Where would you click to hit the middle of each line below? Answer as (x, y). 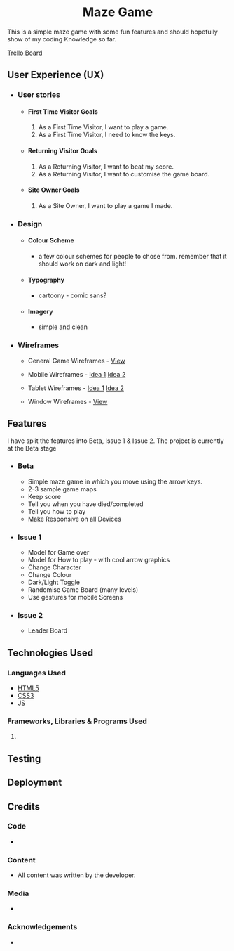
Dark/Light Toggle (54, 582)
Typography (46, 280)
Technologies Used (50, 653)
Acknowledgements (42, 927)
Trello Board (25, 53)
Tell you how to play (57, 511)
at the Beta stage (32, 448)
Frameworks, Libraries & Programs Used (77, 721)
